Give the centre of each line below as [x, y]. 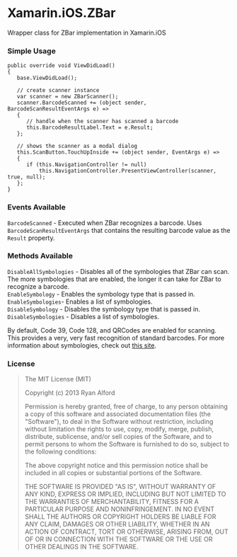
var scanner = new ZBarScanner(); [68, 97]
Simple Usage [32, 51]
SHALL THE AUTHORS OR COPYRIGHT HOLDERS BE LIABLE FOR [120, 517]
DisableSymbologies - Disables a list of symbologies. [83, 316]
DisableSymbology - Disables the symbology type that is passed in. [104, 309]
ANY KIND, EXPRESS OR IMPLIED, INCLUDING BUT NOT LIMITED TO [125, 494]
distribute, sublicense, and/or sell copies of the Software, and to [118, 437]
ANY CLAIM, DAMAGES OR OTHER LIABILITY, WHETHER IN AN [117, 524]
